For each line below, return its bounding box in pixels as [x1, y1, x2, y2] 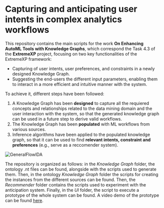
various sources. [12, 126, 46, 132]
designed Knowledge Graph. [12, 71, 70, 77]
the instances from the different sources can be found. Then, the [5, 177, 136, 182]
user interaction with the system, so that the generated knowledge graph [12, 110, 160, 116]
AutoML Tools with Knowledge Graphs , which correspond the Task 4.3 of [5, 46, 156, 52]
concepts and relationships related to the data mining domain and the [12, 105, 153, 111]
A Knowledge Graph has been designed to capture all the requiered [12, 100, 149, 106]
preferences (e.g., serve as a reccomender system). [12, 142, 118, 148]
